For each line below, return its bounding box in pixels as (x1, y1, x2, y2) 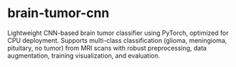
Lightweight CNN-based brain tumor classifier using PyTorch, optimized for (7, 29, 229, 37)
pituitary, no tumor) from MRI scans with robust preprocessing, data (7, 43, 207, 52)
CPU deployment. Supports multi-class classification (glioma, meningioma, (7, 36, 227, 44)
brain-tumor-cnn (7, 5, 110, 21)
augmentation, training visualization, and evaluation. (7, 51, 160, 60)
